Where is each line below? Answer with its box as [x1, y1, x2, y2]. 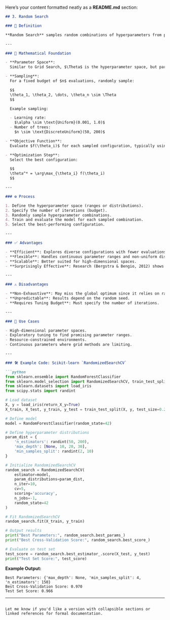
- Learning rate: [10, 115, 47, 121]
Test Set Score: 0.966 [5, 588, 53, 594]
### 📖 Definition [5, 23, 42, 28]
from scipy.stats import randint [5, 388, 76, 393]
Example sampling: [10, 106, 49, 111]
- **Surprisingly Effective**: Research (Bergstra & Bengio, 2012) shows [5, 264, 164, 269]
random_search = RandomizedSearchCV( [5, 467, 85, 472]
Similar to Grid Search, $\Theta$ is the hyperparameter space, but [10, 64, 157, 70]
